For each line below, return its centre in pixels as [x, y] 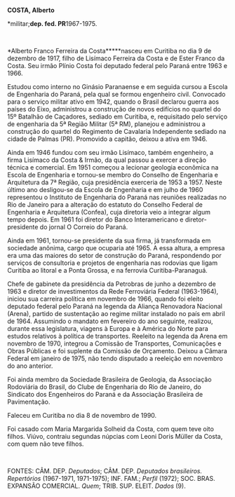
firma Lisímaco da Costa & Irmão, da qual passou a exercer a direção [107, 160]
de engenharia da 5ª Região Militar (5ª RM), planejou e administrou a [106, 124]
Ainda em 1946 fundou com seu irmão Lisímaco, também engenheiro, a [110, 152]
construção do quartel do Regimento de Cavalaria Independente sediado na [117, 131]
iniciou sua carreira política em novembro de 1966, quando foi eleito [105, 299]
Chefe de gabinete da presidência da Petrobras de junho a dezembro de [112, 284]
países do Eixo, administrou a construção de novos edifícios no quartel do [114, 109]
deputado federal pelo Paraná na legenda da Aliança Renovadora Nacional [115, 306]
